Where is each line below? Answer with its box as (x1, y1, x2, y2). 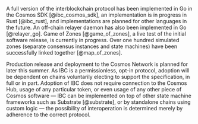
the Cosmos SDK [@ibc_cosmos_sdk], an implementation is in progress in (6, 11, 187, 18)
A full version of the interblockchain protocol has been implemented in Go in (6, 5, 193, 12)
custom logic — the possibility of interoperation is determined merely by (6, 105, 183, 112)
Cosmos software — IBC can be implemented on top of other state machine (6, 92, 191, 99)
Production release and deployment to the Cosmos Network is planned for (6, 61, 188, 68)
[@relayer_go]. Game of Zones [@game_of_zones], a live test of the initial (6, 30, 186, 37)
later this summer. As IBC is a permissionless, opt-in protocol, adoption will (6, 67, 190, 74)
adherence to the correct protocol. (6, 111, 91, 118)
